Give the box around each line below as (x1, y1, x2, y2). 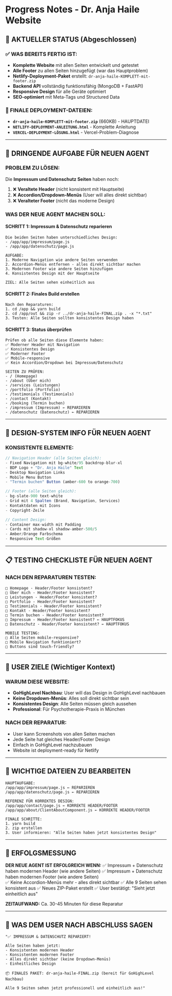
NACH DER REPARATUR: (5, 719, 67, 726)
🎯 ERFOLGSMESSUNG (5, 849, 77, 857)
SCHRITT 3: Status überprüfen (5, 326, 72, 333)
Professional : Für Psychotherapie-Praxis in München (12, 706, 125, 712)
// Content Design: (5, 517, 47, 522)
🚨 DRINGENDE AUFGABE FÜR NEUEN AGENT (5, 149, 150, 158)
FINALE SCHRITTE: (5, 816, 42, 822)
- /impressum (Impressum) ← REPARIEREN (5, 405, 91, 411)
